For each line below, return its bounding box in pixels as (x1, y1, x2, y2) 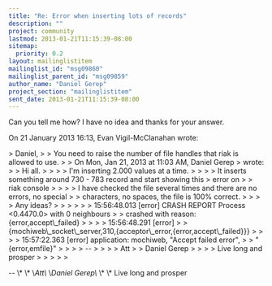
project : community (8, 27, 75, 35)
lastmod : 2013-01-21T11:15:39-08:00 (8, 34, 132, 43)
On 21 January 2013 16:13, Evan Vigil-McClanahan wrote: (8, 133, 199, 143)
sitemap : (8, 42, 38, 50)
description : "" (8, 19, 63, 28)
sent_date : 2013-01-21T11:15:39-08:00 (8, 95, 140, 103)
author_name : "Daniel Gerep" (8, 80, 107, 88)
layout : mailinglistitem (8, 58, 93, 66)
